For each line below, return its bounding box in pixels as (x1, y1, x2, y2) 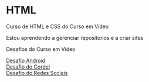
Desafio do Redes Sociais (6, 69, 68, 76)
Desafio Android (6, 57, 46, 64)
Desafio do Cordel (6, 63, 50, 70)
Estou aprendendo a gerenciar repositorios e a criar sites (6, 34, 144, 41)
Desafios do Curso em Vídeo (6, 45, 76, 53)
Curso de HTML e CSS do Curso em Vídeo (6, 23, 109, 30)
